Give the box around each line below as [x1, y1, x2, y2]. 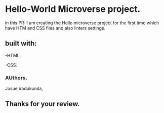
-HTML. [5, 52, 21, 58]
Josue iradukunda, [5, 85, 43, 92]
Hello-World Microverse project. [5, 3, 141, 15]
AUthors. [5, 74, 28, 81]
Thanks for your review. [5, 100, 80, 108]
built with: [5, 39, 37, 48]
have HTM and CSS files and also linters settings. [5, 25, 106, 31]
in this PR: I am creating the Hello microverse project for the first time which [5, 20, 159, 26]
